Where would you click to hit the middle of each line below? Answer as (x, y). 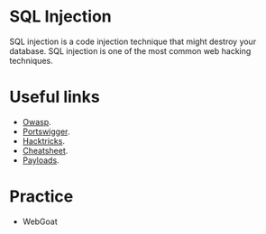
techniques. (31, 60)
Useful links (55, 97)
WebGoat (40, 221)
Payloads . (41, 160)
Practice (41, 197)
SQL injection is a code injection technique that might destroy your (133, 41)
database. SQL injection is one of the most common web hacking (130, 50)
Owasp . (37, 121)
